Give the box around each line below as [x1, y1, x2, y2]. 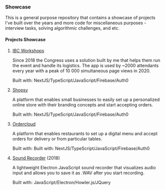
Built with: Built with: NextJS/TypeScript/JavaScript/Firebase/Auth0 [12, 145, 150, 151]
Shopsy [12, 87, 28, 93]
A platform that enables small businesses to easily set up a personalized [12, 96, 160, 102]
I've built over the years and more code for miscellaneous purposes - [5, 20, 147, 26]
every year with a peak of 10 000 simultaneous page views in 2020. [12, 68, 151, 74]
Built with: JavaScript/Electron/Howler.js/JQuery [12, 179, 111, 185]
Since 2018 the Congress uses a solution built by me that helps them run [12, 57, 161, 63]
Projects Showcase [5, 36, 46, 43]
